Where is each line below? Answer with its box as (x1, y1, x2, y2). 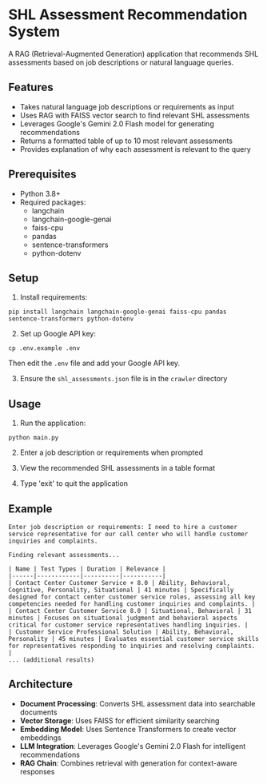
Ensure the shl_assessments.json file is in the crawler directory (19, 374, 228, 384)
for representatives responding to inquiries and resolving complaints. (8, 642, 256, 650)
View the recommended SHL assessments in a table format (19, 464, 216, 473)
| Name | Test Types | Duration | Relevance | (8, 565, 166, 573)
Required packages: (19, 197, 86, 207)
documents (19, 707, 58, 717)
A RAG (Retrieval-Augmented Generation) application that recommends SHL (8, 49, 259, 58)
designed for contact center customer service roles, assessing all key (8, 593, 256, 601)
